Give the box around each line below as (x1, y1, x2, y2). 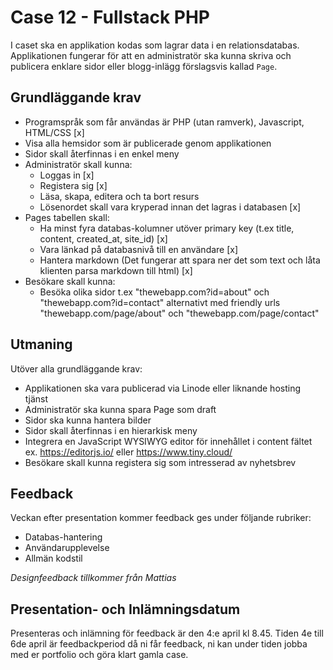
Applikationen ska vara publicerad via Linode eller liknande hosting (24, 382, 301, 394)
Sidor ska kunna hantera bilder (24, 414, 152, 426)
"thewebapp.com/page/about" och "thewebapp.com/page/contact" (39, 307, 320, 319)
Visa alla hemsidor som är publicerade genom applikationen (24, 137, 272, 149)
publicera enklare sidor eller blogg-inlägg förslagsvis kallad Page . (10, 60, 278, 72)
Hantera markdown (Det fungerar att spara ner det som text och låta (39, 254, 321, 266)
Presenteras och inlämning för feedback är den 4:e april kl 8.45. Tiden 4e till (10, 627, 324, 640)
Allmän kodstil (24, 552, 83, 565)
